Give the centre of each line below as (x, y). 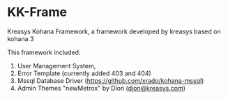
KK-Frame (37, 12)
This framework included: (44, 52)
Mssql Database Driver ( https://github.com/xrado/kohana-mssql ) (111, 80)
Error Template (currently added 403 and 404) (84, 73)
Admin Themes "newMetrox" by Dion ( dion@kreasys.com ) (101, 88)
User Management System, (56, 66)
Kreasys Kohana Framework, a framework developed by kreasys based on (114, 31)
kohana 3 (21, 38)
